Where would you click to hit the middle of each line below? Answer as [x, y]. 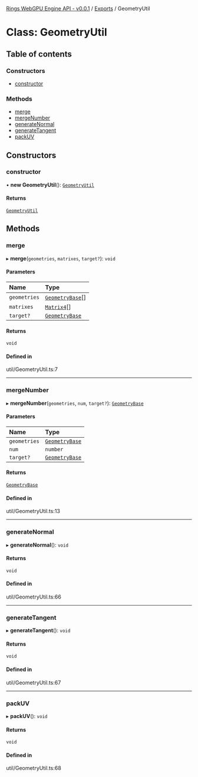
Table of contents [39, 54]
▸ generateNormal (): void [37, 545]
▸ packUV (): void [27, 716]
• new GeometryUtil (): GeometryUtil [50, 184]
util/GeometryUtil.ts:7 [32, 369]
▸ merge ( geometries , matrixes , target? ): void [61, 258]
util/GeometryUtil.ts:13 [33, 511]
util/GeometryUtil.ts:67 [34, 682]
